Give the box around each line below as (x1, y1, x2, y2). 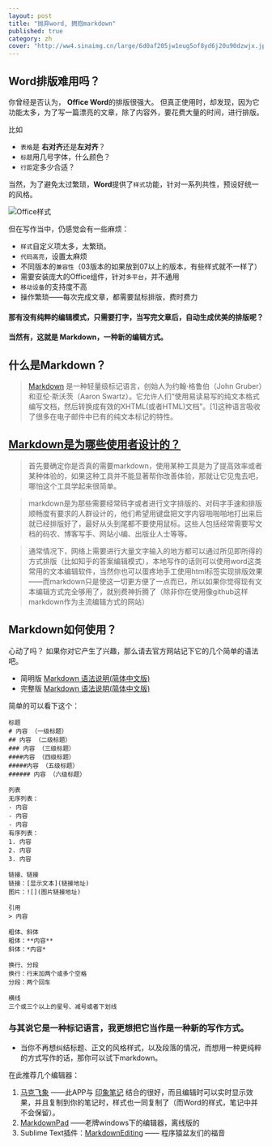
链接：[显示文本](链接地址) (8, 879, 90, 887)
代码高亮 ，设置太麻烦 (19, 251, 87, 261)
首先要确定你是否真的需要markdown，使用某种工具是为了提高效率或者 (28, 460, 263, 471)
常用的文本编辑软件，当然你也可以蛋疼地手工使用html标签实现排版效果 (28, 566, 263, 576)
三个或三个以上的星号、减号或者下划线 (8, 1002, 117, 1010)
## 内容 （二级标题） (8, 735, 71, 743)
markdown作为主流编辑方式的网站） (28, 597, 150, 606)
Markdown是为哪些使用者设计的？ (8, 437, 181, 451)
